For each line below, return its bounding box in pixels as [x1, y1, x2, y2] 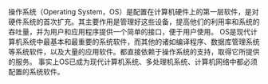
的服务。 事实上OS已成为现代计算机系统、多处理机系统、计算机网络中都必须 [8, 57, 258, 66]
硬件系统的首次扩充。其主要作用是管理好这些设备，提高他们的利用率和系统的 [8, 17, 260, 26]
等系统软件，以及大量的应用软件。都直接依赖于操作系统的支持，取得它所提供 [8, 47, 260, 56]
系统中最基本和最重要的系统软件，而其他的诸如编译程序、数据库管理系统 [22, 37, 260, 46]
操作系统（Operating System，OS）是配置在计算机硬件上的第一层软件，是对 [8, 7, 259, 16]
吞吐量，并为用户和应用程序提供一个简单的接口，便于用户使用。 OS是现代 [8, 27, 251, 36]
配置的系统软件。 [8, 67, 65, 76]
